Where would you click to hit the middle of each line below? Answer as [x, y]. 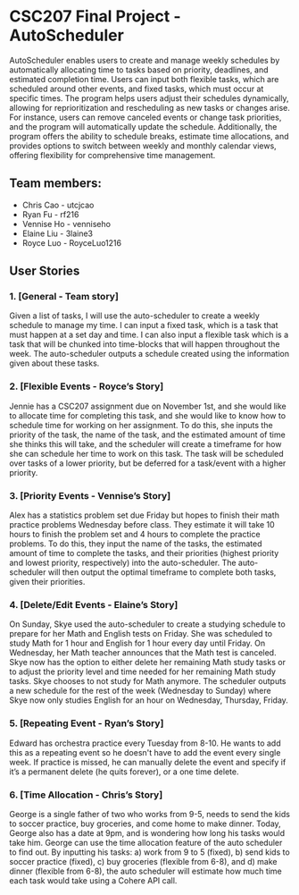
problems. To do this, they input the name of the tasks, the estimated [136, 544]
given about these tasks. [54, 363]
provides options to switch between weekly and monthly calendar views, [143, 146]
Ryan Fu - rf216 [50, 214]
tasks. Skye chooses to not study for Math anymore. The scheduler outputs [148, 681]
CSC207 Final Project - [95, 17]
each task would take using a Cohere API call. [93, 880]
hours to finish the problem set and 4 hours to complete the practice [135, 535]
